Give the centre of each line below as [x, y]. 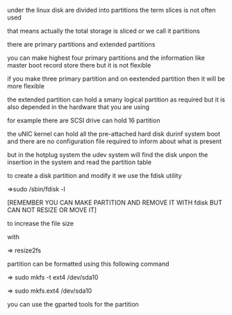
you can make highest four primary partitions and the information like [106, 58]
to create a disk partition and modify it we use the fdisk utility [94, 176]
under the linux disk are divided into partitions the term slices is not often [112, 10]
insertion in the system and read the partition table [79, 162]
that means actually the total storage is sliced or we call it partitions [103, 31]
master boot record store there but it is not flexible [79, 65]
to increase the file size [41, 223]
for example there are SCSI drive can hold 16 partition [84, 120]
